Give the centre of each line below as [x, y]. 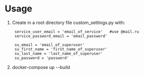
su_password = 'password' [42, 58]
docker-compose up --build [41, 67]
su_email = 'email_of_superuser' [50, 45]
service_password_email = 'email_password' [61, 36]
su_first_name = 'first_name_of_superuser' [61, 49]
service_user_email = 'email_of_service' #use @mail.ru [77, 31]
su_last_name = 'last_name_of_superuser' [59, 53]
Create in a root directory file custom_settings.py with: [68, 22]
